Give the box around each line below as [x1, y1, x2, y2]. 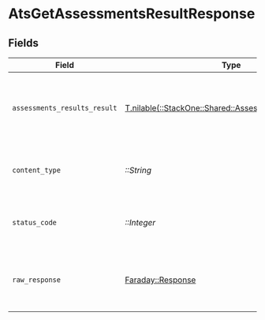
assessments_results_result [12, 104, 118, 112]
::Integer [125, 217, 156, 228]
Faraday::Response [125, 274, 196, 285]
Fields [8, 36, 39, 50]
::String [125, 165, 152, 175]
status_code [12, 218, 58, 227]
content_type [12, 166, 62, 175]
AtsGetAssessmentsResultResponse [8, 5, 256, 23]
